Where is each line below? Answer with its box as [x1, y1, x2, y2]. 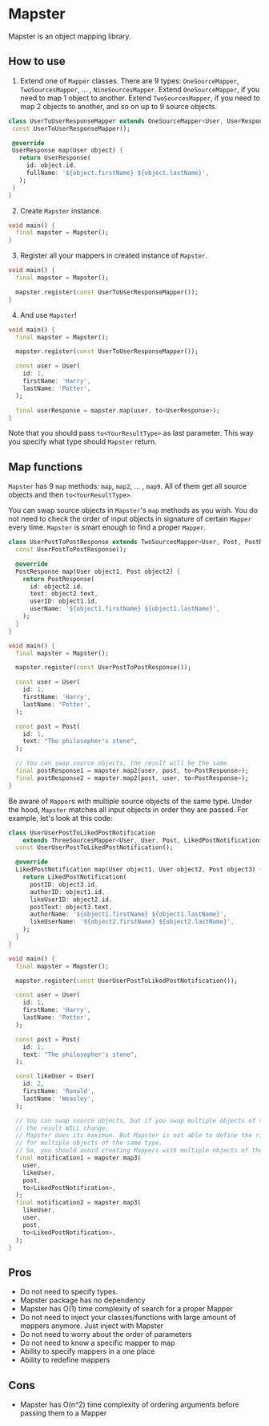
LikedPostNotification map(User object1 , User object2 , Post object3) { [15, 866, 263, 874]
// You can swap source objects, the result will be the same [15, 759, 227, 767]
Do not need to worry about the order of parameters [19, 1330, 192, 1339]
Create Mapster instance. [19, 205, 102, 215]
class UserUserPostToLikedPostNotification [8, 828, 156, 837]
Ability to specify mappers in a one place [19, 1347, 155, 1356]
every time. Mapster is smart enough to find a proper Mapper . [8, 522, 207, 532]
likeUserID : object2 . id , [29, 896, 113, 904]
